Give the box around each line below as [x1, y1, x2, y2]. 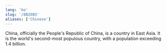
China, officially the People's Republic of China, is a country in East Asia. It [5, 30, 160, 36]
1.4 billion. [5, 41, 26, 47]
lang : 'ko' [5, 7, 28, 12]
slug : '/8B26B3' [5, 12, 39, 17]
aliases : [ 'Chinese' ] [5, 16, 51, 21]
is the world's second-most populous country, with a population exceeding [5, 35, 161, 41]
